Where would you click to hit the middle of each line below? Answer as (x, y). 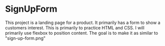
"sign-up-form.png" (25, 38)
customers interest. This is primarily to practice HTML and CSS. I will (75, 27)
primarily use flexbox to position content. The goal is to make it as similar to (82, 33)
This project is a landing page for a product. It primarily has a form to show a (83, 23)
